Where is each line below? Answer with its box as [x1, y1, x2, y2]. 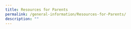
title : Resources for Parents [5, 7, 68, 12]
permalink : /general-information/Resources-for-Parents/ [5, 12, 126, 17]
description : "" [5, 16, 39, 21]
